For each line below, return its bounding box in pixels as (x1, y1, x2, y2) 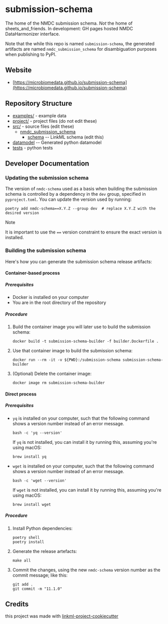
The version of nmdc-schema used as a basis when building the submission (5, 186, 157, 192)
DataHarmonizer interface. (5, 31, 60, 37)
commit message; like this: (12, 572, 68, 578)
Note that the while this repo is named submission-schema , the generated (5, 40, 154, 46)
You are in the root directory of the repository (12, 299, 106, 305)
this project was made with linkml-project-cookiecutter (5, 613, 119, 619)
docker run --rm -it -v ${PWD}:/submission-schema (12, 357, 121, 363)
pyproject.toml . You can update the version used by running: (5, 196, 132, 202)
